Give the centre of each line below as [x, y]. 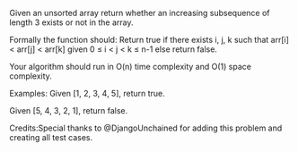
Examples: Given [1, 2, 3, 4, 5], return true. [88, 93]
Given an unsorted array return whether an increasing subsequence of [140, 13]
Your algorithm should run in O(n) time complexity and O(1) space [130, 67]
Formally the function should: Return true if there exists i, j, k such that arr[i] [149, 40]
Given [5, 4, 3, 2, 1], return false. [69, 110]
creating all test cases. [51, 137]
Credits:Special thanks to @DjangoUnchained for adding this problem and [146, 128]
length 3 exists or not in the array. [71, 22]
